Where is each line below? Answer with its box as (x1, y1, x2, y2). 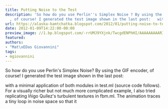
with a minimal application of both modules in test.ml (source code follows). (5, 82, 161, 88)
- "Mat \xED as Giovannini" (5, 44, 59, 49)
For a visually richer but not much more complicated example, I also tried (5, 88, 155, 94)
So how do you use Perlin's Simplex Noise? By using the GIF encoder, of (5, 67, 154, 73)
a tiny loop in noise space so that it (5, 98, 77, 104)
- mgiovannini (5, 53, 35, 59)
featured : (5, 35, 26, 40)
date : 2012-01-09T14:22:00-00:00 (5, 26, 75, 31)
